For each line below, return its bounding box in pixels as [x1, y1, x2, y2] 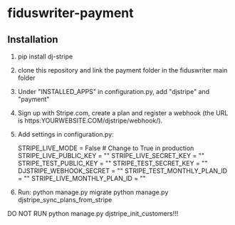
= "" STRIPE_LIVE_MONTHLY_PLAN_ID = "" [17, 174, 146, 182]
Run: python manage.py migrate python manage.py [17, 188, 169, 197]
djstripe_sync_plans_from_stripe [17, 196, 113, 204]
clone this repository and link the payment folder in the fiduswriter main [17, 66, 228, 74]
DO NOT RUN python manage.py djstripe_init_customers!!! [7, 209, 179, 218]
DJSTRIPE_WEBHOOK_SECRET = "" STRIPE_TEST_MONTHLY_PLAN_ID [17, 167, 228, 175]
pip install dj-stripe [17, 52, 73, 61]
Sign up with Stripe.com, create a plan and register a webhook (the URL [17, 109, 229, 117]
